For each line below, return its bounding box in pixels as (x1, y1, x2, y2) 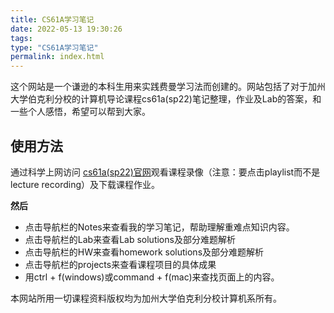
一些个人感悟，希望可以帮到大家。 (10, 106, 151, 118)
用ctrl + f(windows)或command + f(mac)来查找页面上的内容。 (24, 271, 280, 283)
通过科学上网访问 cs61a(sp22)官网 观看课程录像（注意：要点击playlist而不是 (10, 166, 321, 178)
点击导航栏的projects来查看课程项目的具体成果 (24, 258, 217, 270)
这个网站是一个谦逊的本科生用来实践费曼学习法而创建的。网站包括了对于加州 (10, 81, 326, 93)
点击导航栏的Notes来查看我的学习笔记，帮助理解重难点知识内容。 (24, 221, 295, 233)
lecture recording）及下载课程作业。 (10, 178, 160, 190)
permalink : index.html (10, 52, 105, 62)
